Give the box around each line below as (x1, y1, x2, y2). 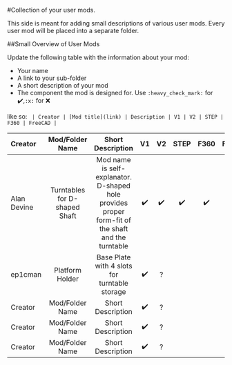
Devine (10, 203, 34, 212)
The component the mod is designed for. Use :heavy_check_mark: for (17, 89, 213, 97)
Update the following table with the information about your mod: (7, 53, 190, 61)
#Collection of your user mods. (7, 6, 95, 14)
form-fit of (96, 215, 131, 225)
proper (102, 207, 125, 216)
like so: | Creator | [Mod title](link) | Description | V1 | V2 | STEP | (7, 112, 224, 120)
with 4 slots (95, 262, 133, 270)
